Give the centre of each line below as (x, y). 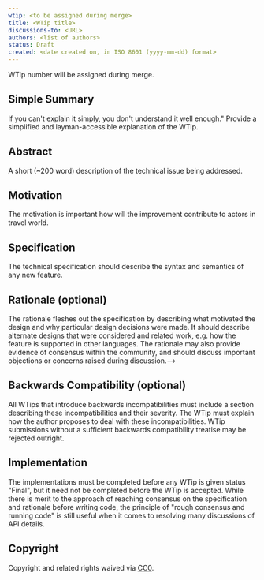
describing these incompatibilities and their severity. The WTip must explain (131, 413)
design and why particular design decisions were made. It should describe (129, 327)
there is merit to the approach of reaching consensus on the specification (127, 499)
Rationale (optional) (58, 299)
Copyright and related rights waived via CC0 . (81, 567)
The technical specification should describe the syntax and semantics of (126, 267)
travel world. (28, 223)
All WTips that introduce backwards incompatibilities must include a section (131, 404)
